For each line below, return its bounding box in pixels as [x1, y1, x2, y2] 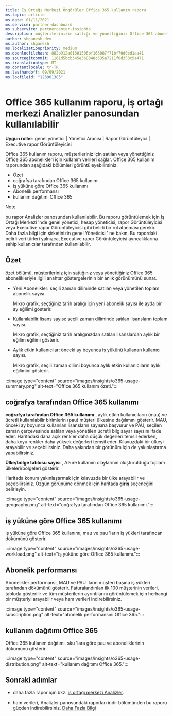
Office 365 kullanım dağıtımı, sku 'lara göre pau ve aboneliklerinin [5, 640, 144, 646]
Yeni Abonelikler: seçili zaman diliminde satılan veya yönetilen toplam [12, 285, 160, 291]
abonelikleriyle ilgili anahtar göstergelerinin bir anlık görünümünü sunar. [5, 275, 157, 281]
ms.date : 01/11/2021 [5, 17, 50, 22]
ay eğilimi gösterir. [12, 306, 52, 312]
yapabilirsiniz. [5, 450, 35, 456]
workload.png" [5, 551, 37, 557]
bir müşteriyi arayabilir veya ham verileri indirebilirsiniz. [5, 596, 122, 602]
